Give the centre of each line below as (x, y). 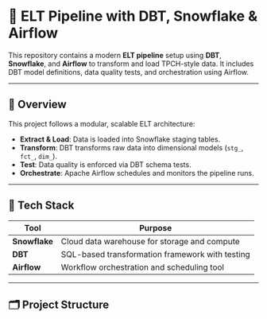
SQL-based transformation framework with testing (155, 254)
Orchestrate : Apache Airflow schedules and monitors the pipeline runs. (137, 173)
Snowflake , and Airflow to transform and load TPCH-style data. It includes (131, 64)
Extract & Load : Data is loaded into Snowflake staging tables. (120, 139)
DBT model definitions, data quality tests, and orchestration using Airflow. (128, 72)
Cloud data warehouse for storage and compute (150, 241)
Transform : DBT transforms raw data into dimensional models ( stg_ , (132, 147)
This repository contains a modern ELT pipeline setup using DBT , (115, 55)
